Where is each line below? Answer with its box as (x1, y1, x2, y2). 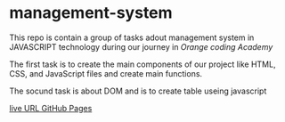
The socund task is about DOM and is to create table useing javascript (9, 85, 267, 96)
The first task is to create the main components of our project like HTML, (9, 59, 276, 69)
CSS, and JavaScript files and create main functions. (9, 68, 203, 78)
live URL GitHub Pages (9, 102, 93, 113)
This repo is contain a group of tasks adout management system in (9, 32, 255, 43)
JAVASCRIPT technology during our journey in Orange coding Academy (9, 41, 273, 52)
